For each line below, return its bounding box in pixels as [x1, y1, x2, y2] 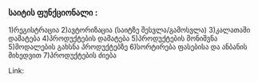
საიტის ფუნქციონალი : [8, 7, 98, 18]
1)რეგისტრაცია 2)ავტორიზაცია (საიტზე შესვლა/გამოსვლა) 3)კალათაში [8, 25, 251, 35]
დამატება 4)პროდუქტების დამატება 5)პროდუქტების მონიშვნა [8, 33, 218, 43]
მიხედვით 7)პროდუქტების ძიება [8, 51, 117, 61]
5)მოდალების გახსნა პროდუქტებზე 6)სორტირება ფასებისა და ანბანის [8, 42, 248, 52]
